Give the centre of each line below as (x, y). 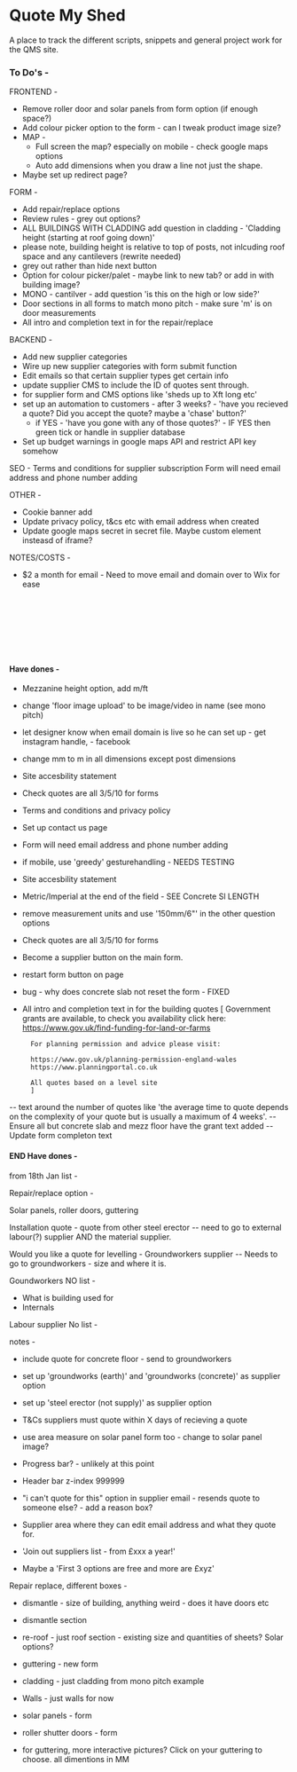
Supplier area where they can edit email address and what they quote (149, 1524)
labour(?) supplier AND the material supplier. (90, 1236)
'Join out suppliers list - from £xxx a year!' (98, 1551)
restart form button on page (73, 975)
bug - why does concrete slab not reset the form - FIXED (126, 992)
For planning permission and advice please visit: (126, 1044)
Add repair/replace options (71, 209)
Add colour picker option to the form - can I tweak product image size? (152, 128)
